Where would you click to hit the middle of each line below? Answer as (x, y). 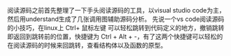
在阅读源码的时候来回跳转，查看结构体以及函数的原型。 (87, 45)
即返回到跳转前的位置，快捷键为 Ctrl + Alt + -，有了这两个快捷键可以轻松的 (115, 36)
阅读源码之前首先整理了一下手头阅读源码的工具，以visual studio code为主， (116, 10)
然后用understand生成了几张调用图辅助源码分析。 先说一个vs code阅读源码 (116, 19)
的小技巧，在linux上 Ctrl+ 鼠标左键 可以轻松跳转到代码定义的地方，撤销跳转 (116, 28)
